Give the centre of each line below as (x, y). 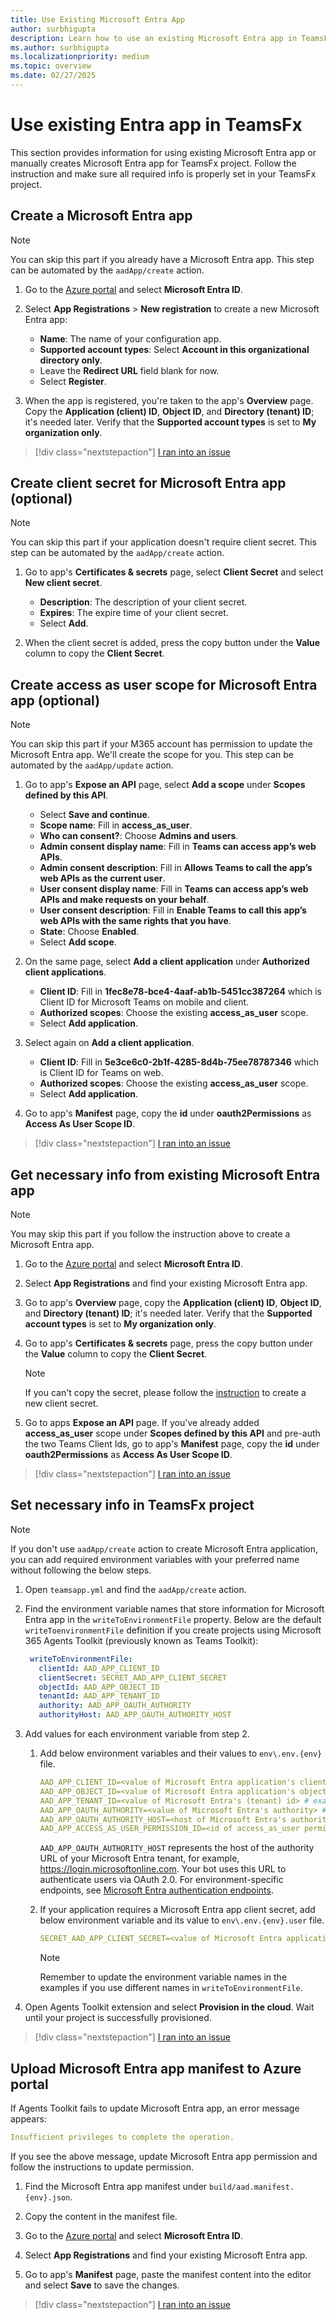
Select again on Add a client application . (109, 1043)
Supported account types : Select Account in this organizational (174, 349)
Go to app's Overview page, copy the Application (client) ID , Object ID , (173, 1303)
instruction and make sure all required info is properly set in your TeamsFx (163, 173)
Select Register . (73, 381)
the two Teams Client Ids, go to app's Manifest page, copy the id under (172, 1444)
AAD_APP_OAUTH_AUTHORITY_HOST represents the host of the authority (177, 1848)
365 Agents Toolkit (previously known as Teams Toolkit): (141, 1640)
